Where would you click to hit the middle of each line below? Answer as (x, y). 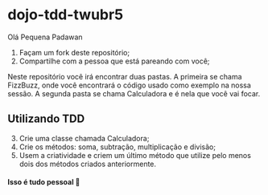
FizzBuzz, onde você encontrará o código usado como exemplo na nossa (129, 85)
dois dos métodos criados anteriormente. (88, 164)
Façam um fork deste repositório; (74, 52)
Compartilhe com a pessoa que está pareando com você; (114, 61)
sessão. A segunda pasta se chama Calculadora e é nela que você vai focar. (134, 93)
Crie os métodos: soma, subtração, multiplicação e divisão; (118, 147)
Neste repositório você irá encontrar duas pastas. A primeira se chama (125, 76)
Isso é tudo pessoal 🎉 (44, 182)
